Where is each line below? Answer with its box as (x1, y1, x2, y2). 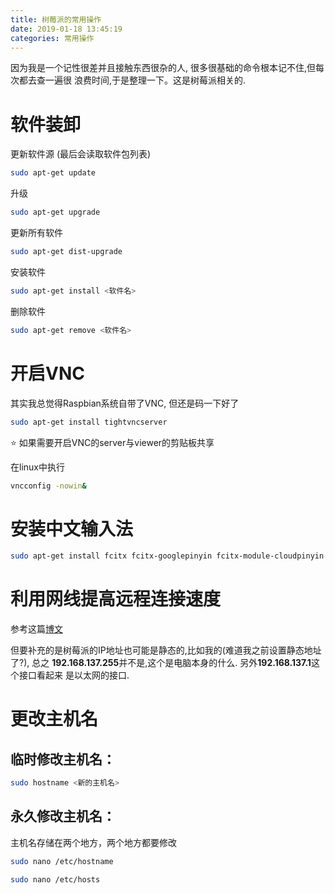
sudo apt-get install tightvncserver (10, 417, 168, 427)
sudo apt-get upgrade (10, 207, 101, 218)
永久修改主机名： (10, 808, 116, 825)
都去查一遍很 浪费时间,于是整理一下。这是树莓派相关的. (18, 74, 247, 86)
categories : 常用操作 (10, 33, 95, 43)
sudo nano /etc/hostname (10, 856, 114, 866)
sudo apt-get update (10, 168, 97, 178)
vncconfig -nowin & (10, 481, 87, 491)
